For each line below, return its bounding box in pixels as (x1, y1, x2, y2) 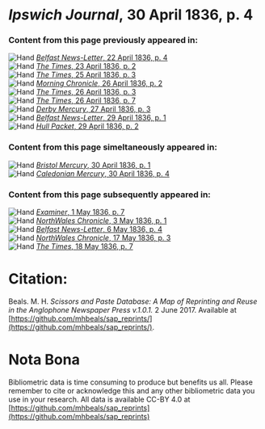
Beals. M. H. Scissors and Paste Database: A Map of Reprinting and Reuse (8, 297, 258, 306)
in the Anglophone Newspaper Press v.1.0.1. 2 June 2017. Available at (8, 305, 237, 315)
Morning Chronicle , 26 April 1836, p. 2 (36, 78, 163, 88)
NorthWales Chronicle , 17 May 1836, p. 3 (36, 233, 171, 243)
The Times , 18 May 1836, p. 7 (36, 242, 133, 251)
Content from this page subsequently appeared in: (8, 188, 212, 200)
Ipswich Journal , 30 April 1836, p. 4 (8, 6, 254, 24)
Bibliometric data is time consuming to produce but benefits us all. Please (8, 377, 253, 387)
